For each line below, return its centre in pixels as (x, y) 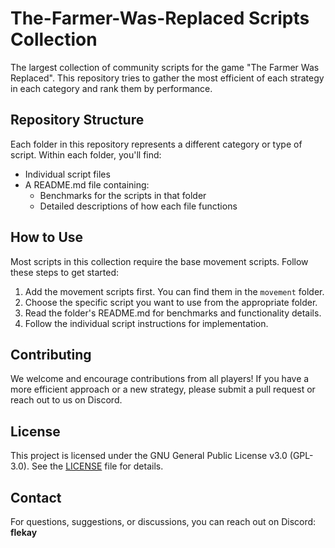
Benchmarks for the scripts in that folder (123, 195)
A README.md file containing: (87, 184)
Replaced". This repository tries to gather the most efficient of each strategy (167, 78)
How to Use (47, 237)
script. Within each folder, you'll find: (86, 154)
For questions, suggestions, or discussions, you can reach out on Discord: (163, 521)
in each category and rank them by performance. (111, 88)
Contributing (51, 354)
